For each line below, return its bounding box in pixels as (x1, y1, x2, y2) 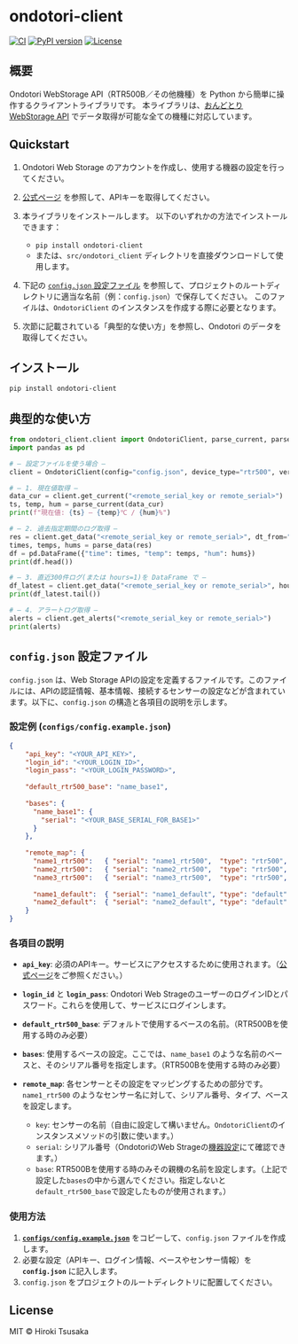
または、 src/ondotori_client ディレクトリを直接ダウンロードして (35, 250, 277, 261)
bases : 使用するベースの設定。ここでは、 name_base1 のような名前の (21, 1049, 268, 1059)
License (9, 1303, 54, 1318)
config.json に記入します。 (21, 1265, 122, 1276)
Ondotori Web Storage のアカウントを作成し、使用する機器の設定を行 (21, 161, 278, 172)
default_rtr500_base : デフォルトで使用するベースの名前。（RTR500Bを (21, 1019, 281, 1029)
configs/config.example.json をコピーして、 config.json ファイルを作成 (21, 1232, 286, 1243)
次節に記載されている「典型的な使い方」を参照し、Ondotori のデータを (21, 321, 282, 332)
